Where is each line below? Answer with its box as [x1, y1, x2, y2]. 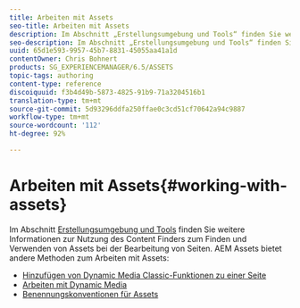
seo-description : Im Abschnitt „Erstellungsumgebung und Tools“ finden [9, 37, 281, 47]
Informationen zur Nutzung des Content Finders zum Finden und [9, 233, 247, 244]
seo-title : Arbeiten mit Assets [9, 21, 129, 30]
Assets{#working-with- [106, 176, 287, 196]
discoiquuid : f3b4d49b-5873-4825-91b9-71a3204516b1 [9, 87, 205, 96]
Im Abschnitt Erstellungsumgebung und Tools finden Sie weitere [9, 224, 246, 235]
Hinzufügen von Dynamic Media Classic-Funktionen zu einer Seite [21, 270, 267, 280]
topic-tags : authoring [9, 71, 94, 80]
